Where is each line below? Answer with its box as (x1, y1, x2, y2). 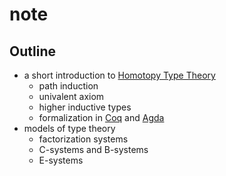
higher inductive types (38, 101, 132, 113)
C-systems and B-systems (38, 144, 149, 155)
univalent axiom (38, 91, 105, 102)
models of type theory (23, 123, 116, 134)
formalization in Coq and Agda (38, 112, 165, 123)
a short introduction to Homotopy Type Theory (23, 69, 216, 81)
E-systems (38, 154, 84, 166)
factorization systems (38, 133, 129, 145)
